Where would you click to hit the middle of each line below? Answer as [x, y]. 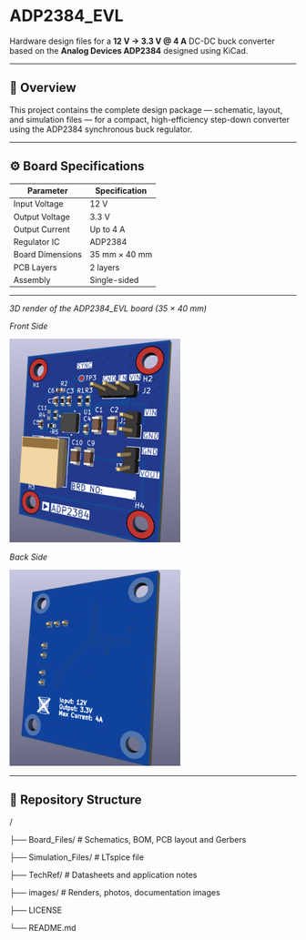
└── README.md [43, 927]
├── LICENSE [36, 910]
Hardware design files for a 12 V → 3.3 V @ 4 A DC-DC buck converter [142, 41]
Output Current [41, 229]
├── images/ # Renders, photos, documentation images [115, 892]
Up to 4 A [107, 229]
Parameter [47, 191]
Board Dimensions [47, 255]
